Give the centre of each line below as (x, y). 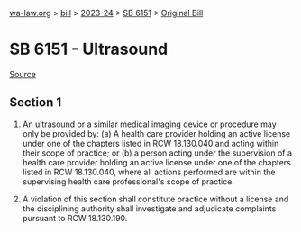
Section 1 (35, 103)
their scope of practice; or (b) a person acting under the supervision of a (157, 153)
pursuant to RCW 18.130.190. (75, 218)
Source (23, 74)
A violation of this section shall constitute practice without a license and (155, 199)
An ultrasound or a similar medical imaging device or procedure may (149, 124)
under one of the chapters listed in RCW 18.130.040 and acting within (150, 143)
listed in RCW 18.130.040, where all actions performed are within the (149, 172)
